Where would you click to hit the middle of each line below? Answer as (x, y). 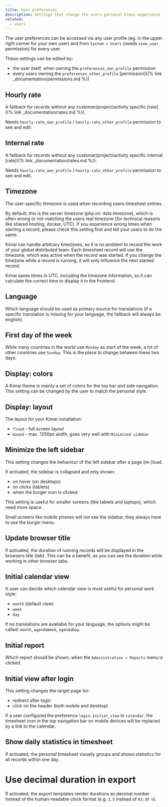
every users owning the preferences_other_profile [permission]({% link (87, 74)
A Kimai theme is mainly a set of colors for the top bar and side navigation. (82, 386)
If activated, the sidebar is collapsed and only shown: (60, 472)
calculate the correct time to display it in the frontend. (61, 281)
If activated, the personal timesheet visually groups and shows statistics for (83, 754)
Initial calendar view (37, 577)
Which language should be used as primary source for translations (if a (78, 309)
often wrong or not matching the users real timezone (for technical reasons (83, 219)
